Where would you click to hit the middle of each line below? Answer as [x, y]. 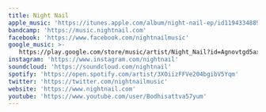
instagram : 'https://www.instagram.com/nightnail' [93, 60]
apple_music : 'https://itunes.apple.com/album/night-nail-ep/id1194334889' [136, 23]
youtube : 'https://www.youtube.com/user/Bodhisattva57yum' [108, 96]
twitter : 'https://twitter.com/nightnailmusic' [88, 81]
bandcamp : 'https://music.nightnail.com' [78, 30]
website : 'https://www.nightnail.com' [72, 89]
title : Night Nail [38, 15]
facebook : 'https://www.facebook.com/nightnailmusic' [99, 37]
